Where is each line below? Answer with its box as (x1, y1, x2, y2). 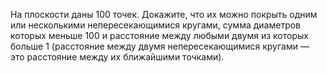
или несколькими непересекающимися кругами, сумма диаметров (10, 19, 302, 31)
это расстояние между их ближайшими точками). (10, 51, 225, 63)
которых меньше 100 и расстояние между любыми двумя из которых (10, 30, 309, 41)
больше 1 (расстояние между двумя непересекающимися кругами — (10, 40, 310, 52)
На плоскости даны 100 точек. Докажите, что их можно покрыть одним (10, 9, 318, 20)
